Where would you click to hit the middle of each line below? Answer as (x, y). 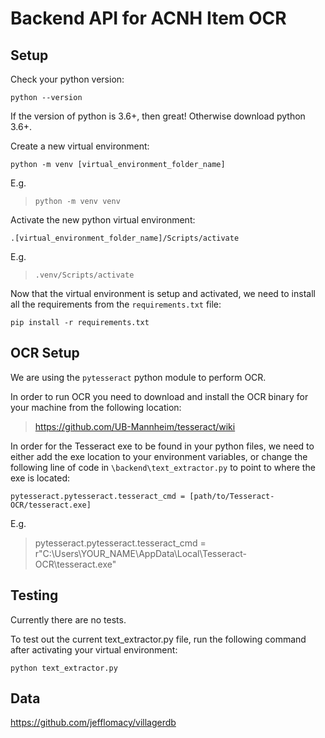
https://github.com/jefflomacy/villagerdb (93, 723)
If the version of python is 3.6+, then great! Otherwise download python (158, 116)
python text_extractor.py (64, 668)
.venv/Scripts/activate (84, 275)
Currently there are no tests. (68, 619)
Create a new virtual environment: (80, 146)
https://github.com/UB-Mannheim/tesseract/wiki (135, 426)
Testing (34, 595)
